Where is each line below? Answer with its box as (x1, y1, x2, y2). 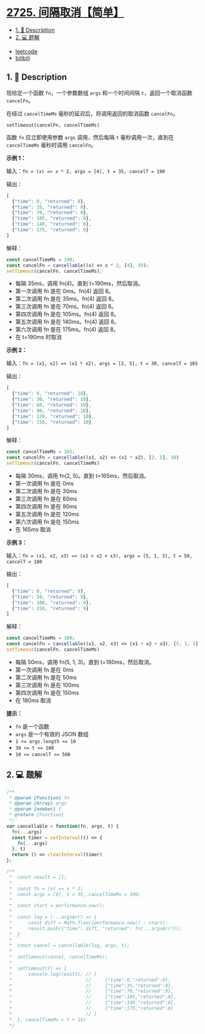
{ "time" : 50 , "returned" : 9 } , (12, 594, 89, 600)
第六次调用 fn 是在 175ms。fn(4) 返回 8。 (15, 326, 119, 333)
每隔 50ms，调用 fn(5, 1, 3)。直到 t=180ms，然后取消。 (15, 658, 155, 665)
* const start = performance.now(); (9, 903, 105, 909)
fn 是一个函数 (15, 722, 50, 730)
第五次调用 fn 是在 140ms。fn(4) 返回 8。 (15, 318, 120, 326)
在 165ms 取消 (15, 526, 51, 533)
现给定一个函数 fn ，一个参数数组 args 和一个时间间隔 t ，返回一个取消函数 (6, 89, 193, 96)
